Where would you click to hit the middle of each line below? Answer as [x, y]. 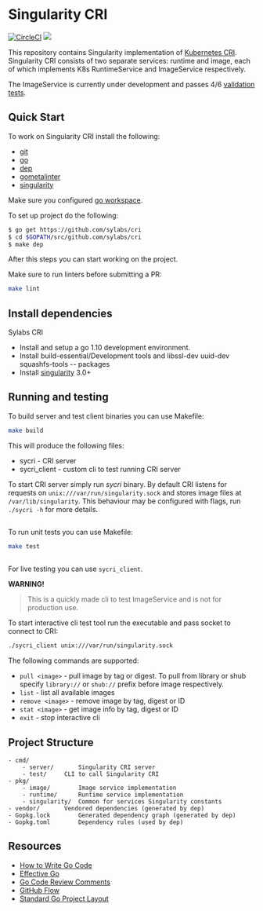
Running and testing [58, 397]
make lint [24, 289]
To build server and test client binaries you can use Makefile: [106, 416]
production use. [53, 608]
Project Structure [51, 743]
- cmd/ [19, 761]
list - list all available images [67, 693]
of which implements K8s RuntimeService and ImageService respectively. [127, 69]
